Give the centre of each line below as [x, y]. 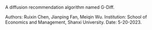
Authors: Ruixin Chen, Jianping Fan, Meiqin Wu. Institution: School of [76, 17]
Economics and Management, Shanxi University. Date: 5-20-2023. [73, 22]
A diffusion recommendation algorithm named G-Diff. [60, 7]
